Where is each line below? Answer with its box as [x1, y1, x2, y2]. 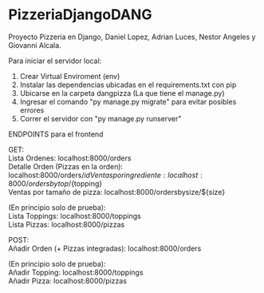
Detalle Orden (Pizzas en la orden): [8, 161, 124, 171]
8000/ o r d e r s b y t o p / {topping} [8, 178, 103, 188]
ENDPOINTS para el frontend [8, 129, 104, 139]
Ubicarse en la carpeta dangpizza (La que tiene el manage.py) [19, 88, 225, 97]
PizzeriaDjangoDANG [8, 6, 152, 24]
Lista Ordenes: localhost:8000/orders [8, 153, 132, 163]
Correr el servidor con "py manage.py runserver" [19, 113, 182, 123]
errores [19, 105, 45, 115]
